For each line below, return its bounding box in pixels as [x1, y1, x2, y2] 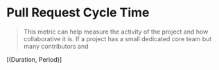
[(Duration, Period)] [6, 55, 62, 63]
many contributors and [23, 42, 89, 50]
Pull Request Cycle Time [6, 5, 150, 21]
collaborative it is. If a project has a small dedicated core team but [23, 34, 212, 43]
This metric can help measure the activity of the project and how [23, 27, 209, 36]
